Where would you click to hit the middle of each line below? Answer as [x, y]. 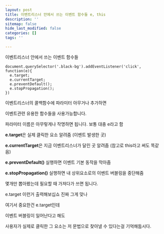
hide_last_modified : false [33, 29]
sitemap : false [21, 24]
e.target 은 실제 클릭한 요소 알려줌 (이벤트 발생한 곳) [56, 135]
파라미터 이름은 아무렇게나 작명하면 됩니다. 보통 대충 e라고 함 [64, 124]
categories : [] [21, 33]
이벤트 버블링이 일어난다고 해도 [35, 215]
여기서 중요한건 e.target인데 [32, 205]
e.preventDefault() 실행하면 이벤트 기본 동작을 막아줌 [58, 162]
